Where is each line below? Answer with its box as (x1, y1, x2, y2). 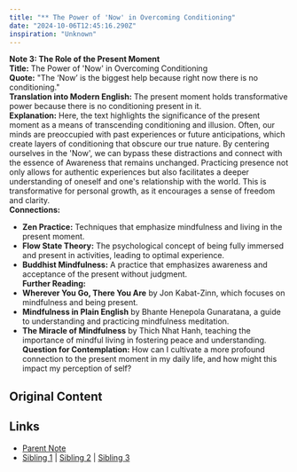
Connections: (9, 205, 60, 216)
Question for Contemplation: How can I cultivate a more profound (21, 344, 266, 355)
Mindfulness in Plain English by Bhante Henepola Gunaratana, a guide (21, 307, 281, 318)
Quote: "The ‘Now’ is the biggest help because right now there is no (9, 73, 259, 83)
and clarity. (9, 195, 51, 206)
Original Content (9, 389, 103, 404)
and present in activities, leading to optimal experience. (21, 250, 224, 261)
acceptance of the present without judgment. (21, 269, 188, 279)
